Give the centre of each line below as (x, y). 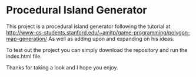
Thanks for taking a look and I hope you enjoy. (62, 67)
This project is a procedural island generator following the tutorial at (88, 26)
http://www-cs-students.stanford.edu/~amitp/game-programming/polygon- (98, 32)
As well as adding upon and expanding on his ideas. (112, 38)
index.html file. (24, 56)
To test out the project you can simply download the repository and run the (97, 50)
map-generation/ (27, 38)
